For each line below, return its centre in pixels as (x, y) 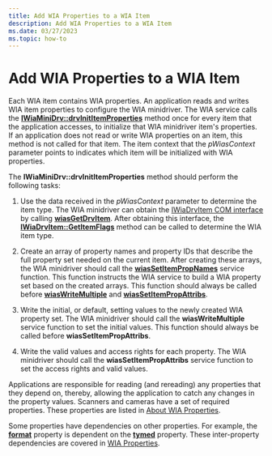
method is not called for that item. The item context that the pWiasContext (132, 144)
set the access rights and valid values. (84, 369)
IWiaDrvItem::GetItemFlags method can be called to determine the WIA (140, 227)
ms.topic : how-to (38, 38)
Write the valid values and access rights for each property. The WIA (133, 352)
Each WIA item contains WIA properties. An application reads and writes (129, 101)
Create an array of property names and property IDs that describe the (136, 251)
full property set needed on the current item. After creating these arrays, (141, 260)
